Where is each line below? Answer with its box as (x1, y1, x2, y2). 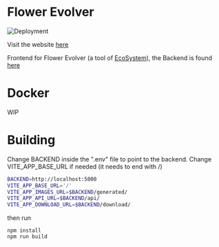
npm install (7, 227, 41, 235)
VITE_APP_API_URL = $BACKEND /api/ (7, 195, 100, 202)
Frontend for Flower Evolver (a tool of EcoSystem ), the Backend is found (7, 53, 212, 62)
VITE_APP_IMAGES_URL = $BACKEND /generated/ (7, 188, 128, 195)
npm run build (7, 233, 48, 240)
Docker (7, 86, 50, 101)
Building (7, 132, 56, 148)
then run (7, 214, 32, 222)
